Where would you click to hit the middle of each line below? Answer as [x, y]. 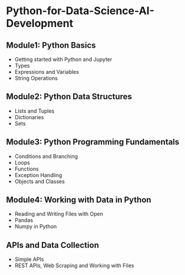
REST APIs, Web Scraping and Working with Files [74, 266]
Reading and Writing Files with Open [59, 214]
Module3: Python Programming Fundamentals [93, 142]
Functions [27, 169]
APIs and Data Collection [52, 245]
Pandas [24, 220]
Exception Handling [38, 175]
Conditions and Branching [46, 156]
